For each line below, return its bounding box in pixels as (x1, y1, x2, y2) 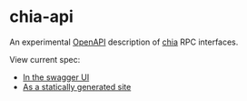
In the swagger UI (22, 71, 90, 83)
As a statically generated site (22, 81, 132, 92)
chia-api (9, 6, 74, 27)
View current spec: (9, 54, 81, 65)
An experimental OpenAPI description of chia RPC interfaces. (9, 36, 239, 47)
